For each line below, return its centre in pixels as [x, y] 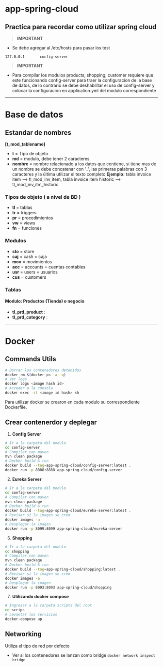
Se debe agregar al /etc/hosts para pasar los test [61, 48]
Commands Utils [31, 359]
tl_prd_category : [30, 317]
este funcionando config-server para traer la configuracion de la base [82, 80]
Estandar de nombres [38, 133]
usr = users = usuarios [35, 272]
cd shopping [17, 551]
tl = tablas [22, 207]
